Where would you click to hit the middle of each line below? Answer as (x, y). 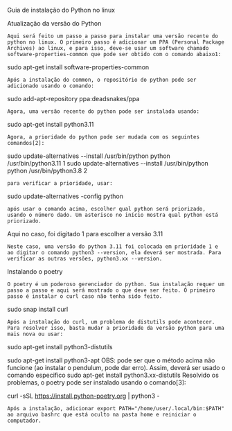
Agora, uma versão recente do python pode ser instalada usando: (103, 112)
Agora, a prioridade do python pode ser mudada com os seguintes (103, 137)
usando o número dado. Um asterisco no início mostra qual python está (113, 215)
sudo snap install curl (38, 309)
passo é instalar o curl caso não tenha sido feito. (85, 297)
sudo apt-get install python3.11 (51, 124)
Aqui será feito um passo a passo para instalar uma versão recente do (113, 36)
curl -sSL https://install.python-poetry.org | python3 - (83, 396)
